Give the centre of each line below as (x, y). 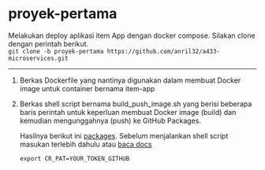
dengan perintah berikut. (49, 43)
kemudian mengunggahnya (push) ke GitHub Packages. (110, 120)
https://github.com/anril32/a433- (164, 51)
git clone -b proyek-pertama (56, 51)
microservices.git (38, 58)
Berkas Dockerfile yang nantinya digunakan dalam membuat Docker (130, 80)
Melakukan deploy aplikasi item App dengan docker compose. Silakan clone (132, 35)
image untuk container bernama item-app (87, 88)
